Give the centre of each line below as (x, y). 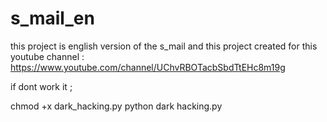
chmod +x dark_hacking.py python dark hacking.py (116, 106)
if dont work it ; (41, 86)
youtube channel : (47, 56)
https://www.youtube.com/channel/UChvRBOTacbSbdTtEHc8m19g (148, 67)
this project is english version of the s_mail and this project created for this (164, 46)
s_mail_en (52, 18)
